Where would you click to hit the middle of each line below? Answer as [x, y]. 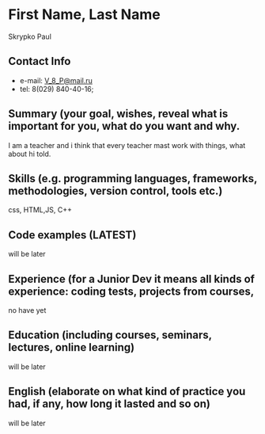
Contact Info [40, 61]
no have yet [27, 310]
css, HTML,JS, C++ [40, 210]
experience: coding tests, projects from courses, [131, 291]
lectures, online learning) [72, 347]
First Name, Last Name [84, 15]
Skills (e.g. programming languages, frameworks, [133, 179]
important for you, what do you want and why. [124, 126]
